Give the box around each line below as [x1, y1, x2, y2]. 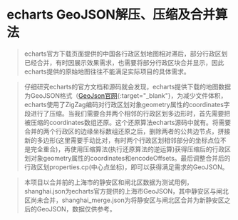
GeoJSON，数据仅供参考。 [36, 204, 117, 213]
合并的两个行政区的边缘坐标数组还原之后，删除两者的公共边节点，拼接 [24, 126, 231, 136]
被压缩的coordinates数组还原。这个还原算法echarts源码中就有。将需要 [24, 118, 232, 126]
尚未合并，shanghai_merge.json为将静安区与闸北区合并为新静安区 [30, 196, 225, 204]
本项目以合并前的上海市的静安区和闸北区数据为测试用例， [24, 178, 193, 186]
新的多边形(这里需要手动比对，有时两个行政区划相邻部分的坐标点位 [24, 136, 220, 144]
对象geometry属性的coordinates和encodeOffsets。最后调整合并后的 [30, 154, 231, 162]
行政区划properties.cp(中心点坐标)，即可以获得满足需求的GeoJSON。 [24, 162, 229, 171]
